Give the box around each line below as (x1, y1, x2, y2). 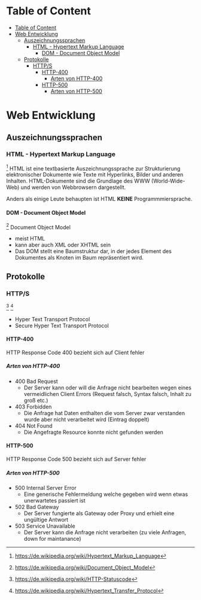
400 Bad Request (14, 377, 58, 385)
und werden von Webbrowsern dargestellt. (20, 184, 126, 191)
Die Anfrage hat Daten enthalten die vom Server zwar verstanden (23, 409, 185, 416)
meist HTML (14, 235, 45, 242)
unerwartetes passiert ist (23, 497, 86, 504)
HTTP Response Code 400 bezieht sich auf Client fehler (6, 349, 145, 356)
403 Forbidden (14, 403, 52, 410)
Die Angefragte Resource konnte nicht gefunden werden (23, 428, 163, 435)
